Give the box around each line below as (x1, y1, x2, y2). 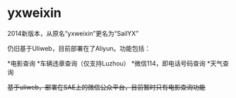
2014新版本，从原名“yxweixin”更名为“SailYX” (7, 29, 139, 37)
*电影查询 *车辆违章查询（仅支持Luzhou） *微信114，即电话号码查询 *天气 (7, 59, 223, 68)
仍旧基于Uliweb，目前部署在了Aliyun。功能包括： (7, 44, 151, 52)
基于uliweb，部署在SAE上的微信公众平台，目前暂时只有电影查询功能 (7, 82, 206, 91)
